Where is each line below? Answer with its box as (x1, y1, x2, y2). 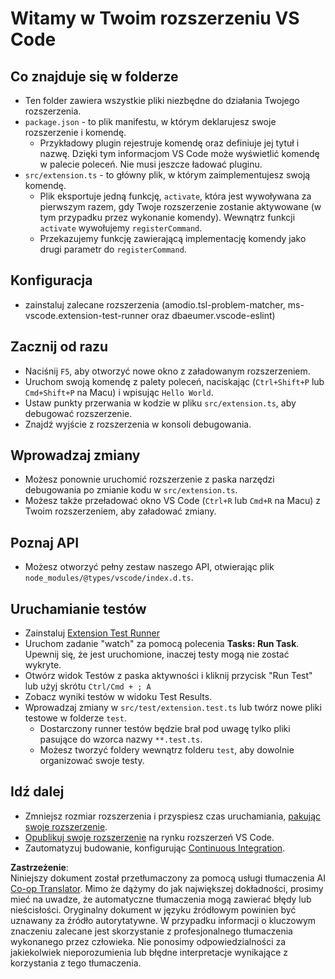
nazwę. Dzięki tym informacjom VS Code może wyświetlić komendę (39, 148, 320, 159)
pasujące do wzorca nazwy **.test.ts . (39, 733, 203, 746)
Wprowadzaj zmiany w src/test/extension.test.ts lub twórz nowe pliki (24, 702, 322, 714)
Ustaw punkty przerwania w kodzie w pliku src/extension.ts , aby (24, 397, 297, 409)
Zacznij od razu (10, 338, 109, 356)
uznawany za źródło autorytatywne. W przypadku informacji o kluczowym (10, 914, 317, 926)
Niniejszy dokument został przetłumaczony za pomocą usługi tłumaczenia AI (10, 872, 326, 884)
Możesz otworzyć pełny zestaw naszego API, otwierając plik (24, 561, 275, 573)
